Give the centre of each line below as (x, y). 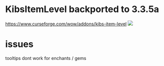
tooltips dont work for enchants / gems (46, 58)
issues (19, 44)
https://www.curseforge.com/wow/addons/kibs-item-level (66, 24)
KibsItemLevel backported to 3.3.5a (82, 9)
